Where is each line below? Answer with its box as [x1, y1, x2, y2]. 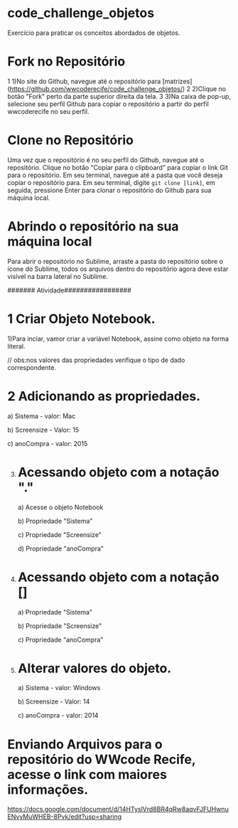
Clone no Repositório [7, 132, 134, 149]
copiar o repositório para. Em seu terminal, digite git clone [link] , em [7, 178, 215, 186]
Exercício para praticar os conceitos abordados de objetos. [7, 28, 180, 37]
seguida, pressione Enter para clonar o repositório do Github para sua [7, 186, 212, 194]
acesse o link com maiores [7, 766, 167, 782]
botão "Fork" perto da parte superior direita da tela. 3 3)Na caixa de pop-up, [7, 92, 232, 100]
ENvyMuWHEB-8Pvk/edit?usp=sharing [7, 812, 122, 821]
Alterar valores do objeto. [17, 660, 172, 676]
